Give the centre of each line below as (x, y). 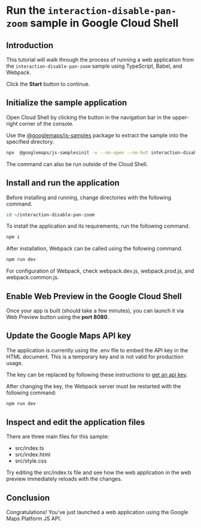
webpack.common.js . (33, 277)
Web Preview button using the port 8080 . (58, 317)
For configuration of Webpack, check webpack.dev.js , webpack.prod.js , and (100, 271)
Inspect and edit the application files (76, 422)
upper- (181, 117)
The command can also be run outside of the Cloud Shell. (77, 164)
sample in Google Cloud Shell (104, 23)
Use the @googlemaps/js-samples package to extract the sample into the (97, 135)
